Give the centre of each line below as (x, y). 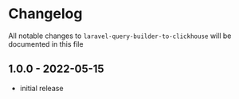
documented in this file (46, 44)
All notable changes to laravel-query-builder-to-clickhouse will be (120, 36)
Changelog (45, 14)
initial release (41, 88)
